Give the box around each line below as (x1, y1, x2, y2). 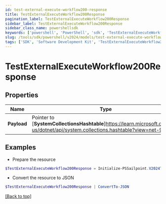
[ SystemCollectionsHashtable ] (32, 120, 106, 127)
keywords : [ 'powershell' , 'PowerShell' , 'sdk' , (5, 30, 105, 35)
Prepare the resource (12, 156, 56, 162)
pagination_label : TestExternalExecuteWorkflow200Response (5, 16, 129, 21)
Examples (5, 143, 36, 152)
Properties (5, 91, 39, 100)
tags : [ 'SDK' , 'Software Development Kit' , (5, 40, 96, 45)
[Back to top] (5, 194, 32, 200)
